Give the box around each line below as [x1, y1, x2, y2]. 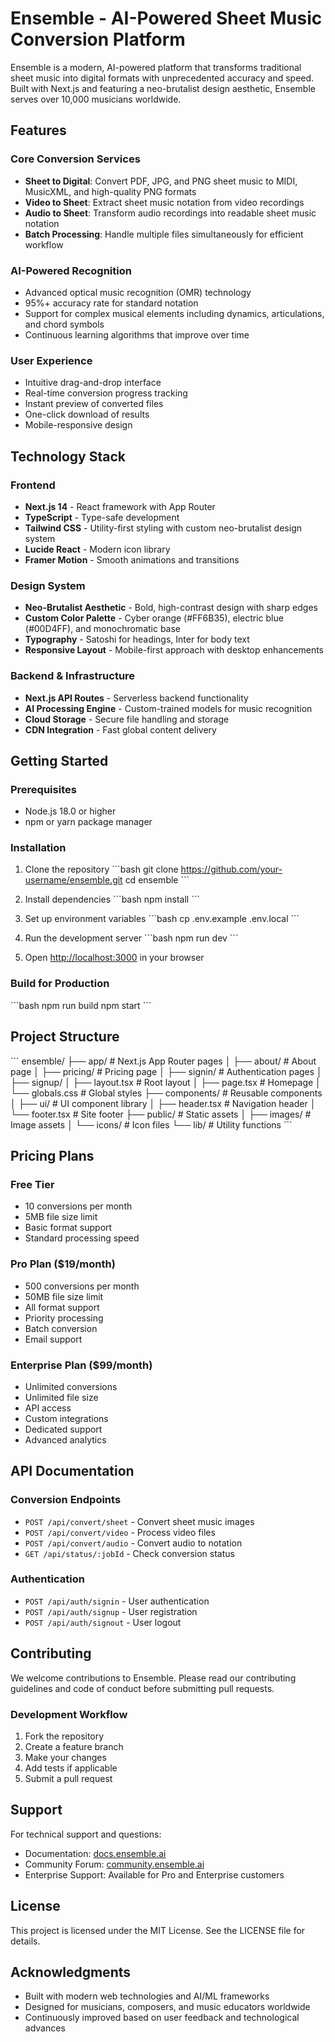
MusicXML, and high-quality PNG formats [24, 185, 197, 197]
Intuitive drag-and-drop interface [24, 377, 162, 389]
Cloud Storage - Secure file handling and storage [24, 713, 230, 725]
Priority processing [24, 1312, 104, 1324]
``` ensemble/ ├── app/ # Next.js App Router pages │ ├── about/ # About [10, 1055, 317, 1067]
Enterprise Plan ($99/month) [10, 1358, 153, 1372]
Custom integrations [24, 1412, 109, 1424]
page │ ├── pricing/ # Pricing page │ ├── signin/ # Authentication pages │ [10, 1065, 323, 1077]
